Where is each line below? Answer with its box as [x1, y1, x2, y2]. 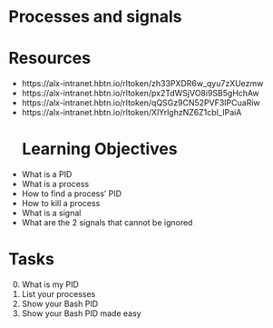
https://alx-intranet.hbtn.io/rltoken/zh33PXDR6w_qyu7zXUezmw [21, 78, 264, 89]
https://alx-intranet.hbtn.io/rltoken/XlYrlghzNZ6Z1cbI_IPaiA [21, 107, 242, 118]
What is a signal [21, 207, 82, 219]
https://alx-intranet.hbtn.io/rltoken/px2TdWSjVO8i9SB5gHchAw [21, 88, 259, 99]
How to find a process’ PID [21, 188, 122, 199]
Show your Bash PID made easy [21, 308, 141, 319]
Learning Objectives [21, 139, 178, 160]
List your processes [21, 289, 96, 299]
